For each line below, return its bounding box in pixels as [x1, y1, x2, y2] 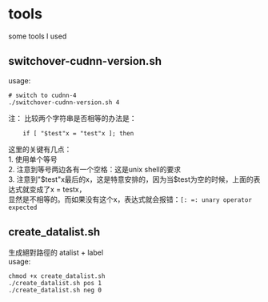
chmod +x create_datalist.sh [8, 272, 106, 280]
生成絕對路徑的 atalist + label [8, 248, 104, 257]
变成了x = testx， [29, 184, 86, 194]
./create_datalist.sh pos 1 [8, 279, 102, 287]
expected [8, 203, 38, 211]
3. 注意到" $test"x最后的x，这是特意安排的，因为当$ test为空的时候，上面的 [8, 174, 254, 184]
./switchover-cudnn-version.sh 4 [8, 98, 120, 107]
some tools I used [8, 31, 67, 41]
